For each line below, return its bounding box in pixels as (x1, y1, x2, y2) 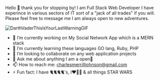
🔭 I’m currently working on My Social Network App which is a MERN (12, 35, 153, 40)
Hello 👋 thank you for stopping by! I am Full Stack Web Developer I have (5, 5, 154, 10)
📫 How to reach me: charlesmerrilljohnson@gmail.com (12, 61, 127, 67)
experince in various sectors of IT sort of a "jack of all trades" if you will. (5, 10, 155, 16)
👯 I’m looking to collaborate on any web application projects (12, 50, 137, 56)
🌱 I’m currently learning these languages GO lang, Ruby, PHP (12, 45, 139, 51)
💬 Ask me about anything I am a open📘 (12, 56, 93, 62)
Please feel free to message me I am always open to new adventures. (5, 15, 149, 21)
